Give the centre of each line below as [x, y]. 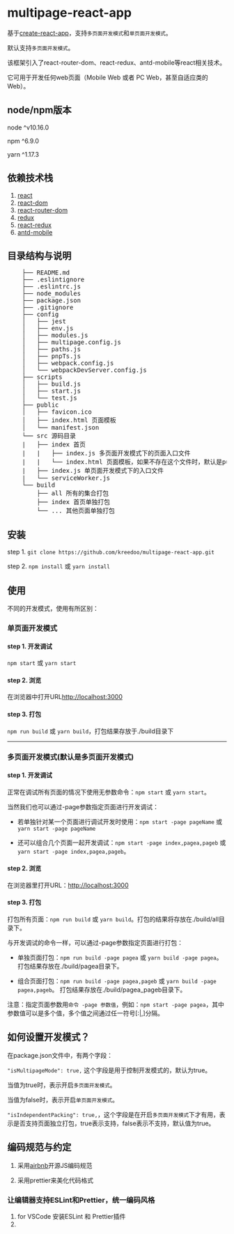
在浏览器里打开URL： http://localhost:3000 [68, 885]
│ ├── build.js [52, 384]
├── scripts [42, 377]
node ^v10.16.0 [28, 127]
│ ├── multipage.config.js [72, 342]
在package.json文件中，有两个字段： [60, 1055]
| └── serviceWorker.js [66, 478]
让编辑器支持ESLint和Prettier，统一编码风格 [81, 1200]
